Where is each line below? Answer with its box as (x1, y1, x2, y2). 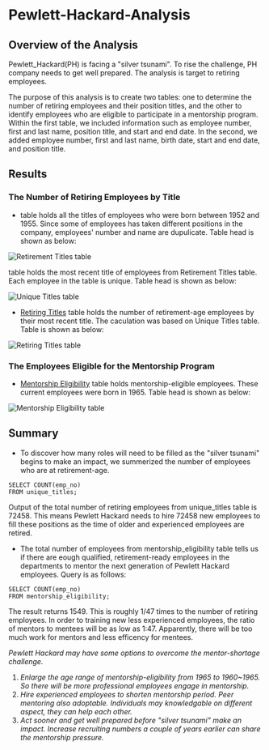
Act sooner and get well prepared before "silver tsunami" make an (19, 715, 242, 725)
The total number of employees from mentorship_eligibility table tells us (19, 543, 258, 553)
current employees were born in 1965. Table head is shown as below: (19, 387, 251, 397)
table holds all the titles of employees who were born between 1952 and (19, 210, 260, 219)
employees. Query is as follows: (19, 569, 127, 579)
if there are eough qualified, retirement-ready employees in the (19, 552, 230, 562)
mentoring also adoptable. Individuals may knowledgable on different (19, 698, 253, 708)
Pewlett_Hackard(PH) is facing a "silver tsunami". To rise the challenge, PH (8, 59, 258, 69)
